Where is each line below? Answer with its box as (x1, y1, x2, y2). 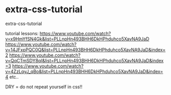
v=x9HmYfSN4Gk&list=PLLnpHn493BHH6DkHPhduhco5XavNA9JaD (5, 36, 150, 42)
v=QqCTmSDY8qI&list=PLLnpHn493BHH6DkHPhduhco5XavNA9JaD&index (5, 57, 164, 63)
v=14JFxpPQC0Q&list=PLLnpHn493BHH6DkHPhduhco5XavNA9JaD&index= (5, 46, 166, 53)
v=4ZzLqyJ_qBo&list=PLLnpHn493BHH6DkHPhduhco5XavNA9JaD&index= (5, 68, 163, 75)
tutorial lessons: (5, 30, 39, 36)
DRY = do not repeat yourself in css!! (5, 83, 82, 90)
